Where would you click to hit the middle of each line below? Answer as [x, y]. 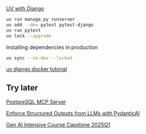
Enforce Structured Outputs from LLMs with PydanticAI [73, 113]
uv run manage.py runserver [41, 19]
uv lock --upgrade [29, 36]
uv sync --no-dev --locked [39, 58]
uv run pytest [24, 30]
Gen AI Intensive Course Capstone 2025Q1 [58, 125]
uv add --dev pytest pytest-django [50, 25]
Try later [22, 88]
